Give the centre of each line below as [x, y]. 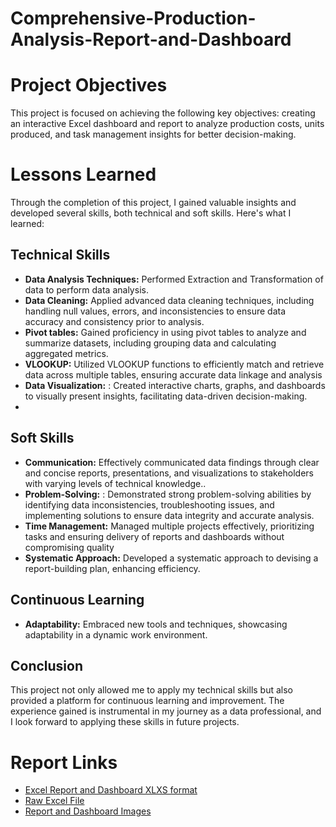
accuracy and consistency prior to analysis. [114, 321]
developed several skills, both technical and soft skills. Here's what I [151, 213]
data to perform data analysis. [86, 289]
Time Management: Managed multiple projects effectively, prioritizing [169, 526]
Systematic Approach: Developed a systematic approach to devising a [171, 558]
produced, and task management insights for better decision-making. [153, 134]
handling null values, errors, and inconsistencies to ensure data [155, 311]
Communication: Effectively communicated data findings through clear [172, 462]
